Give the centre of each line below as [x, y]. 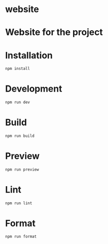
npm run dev [17, 102]
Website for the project [54, 32]
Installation [29, 55]
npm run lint [19, 203]
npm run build [20, 136]
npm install [17, 69]
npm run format [21, 237]
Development [34, 89]
